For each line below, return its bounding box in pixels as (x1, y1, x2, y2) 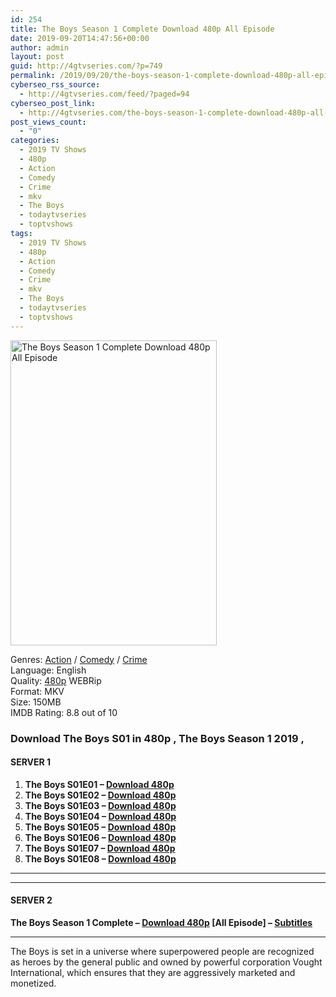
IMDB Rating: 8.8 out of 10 (10, 706, 118, 718)
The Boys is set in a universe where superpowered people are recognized (10, 945, 315, 957)
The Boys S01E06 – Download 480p (24, 831, 177, 843)
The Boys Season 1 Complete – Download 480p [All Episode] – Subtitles (10, 916, 313, 928)
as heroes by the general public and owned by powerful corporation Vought (10, 956, 323, 968)
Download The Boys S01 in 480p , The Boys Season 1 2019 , (10, 731, 305, 745)
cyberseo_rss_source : (10, 80, 101, 90)
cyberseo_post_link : (10, 98, 97, 108)
